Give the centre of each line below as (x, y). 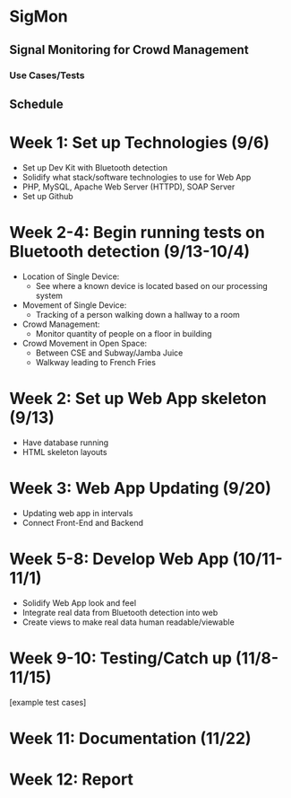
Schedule (37, 104)
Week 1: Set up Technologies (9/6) (140, 143)
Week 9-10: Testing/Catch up (121, 658)
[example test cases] (48, 702)
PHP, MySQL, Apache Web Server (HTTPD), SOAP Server (128, 187)
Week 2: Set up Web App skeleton (138, 398)
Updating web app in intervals (77, 513)
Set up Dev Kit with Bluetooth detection (95, 167)
